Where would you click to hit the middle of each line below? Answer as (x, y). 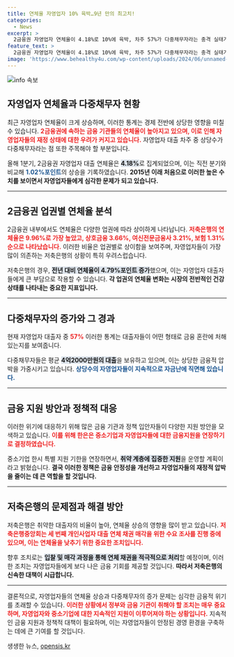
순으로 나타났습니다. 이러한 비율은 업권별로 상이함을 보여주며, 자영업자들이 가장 (114, 247)
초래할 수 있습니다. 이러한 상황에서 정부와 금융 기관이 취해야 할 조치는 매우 (114, 605)
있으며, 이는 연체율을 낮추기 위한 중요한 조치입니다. (76, 542)
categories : (24, 20)
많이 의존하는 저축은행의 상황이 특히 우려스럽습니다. (77, 256)
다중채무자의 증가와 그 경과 (61, 318)
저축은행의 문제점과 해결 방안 (65, 507)
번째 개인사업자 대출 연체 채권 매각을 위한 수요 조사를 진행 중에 (138, 533)
